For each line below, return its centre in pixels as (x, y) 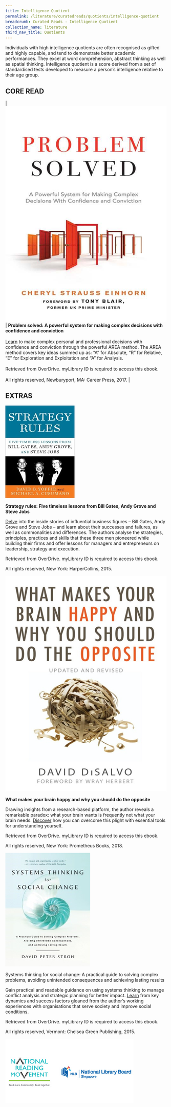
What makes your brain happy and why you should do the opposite (78, 799)
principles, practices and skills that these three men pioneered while (77, 538)
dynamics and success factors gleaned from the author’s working (74, 1001)
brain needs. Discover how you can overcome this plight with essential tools (85, 820)
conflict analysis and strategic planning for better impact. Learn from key (82, 995)
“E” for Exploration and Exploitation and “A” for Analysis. (65, 358)
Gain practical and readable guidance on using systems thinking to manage (85, 990)
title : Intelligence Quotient (38, 11)
